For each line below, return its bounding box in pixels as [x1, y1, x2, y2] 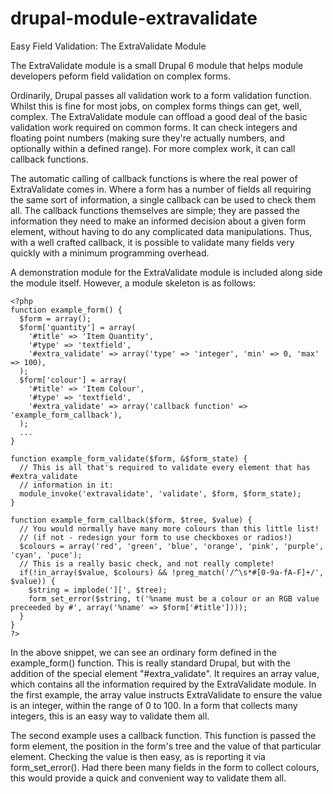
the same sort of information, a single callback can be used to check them [10, 193, 317, 206]
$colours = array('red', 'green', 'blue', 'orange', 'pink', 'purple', [19, 541, 325, 551]
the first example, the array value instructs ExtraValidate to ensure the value [10, 688, 323, 701]
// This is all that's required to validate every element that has [19, 462, 311, 472]
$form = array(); [19, 313, 92, 324]
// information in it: [19, 480, 114, 490]
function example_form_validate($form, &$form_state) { [10, 453, 248, 464]
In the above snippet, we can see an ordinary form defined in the [10, 646, 277, 658]
